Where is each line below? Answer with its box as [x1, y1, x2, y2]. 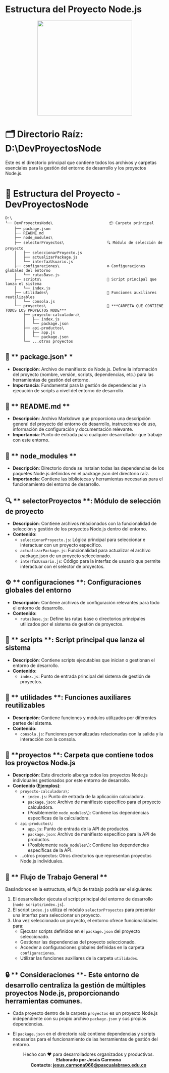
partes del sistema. [12, 720, 52, 726]
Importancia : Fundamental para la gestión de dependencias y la [12, 382, 146, 388]
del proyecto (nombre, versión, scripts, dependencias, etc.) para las [12, 371, 154, 378]
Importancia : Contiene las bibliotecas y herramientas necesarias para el [12, 476, 163, 482]
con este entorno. [12, 437, 49, 443]
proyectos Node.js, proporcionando [5, 988, 120, 998]
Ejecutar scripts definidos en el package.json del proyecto [20, 928, 140, 934]
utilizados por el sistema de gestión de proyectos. [20, 621, 124, 627]
